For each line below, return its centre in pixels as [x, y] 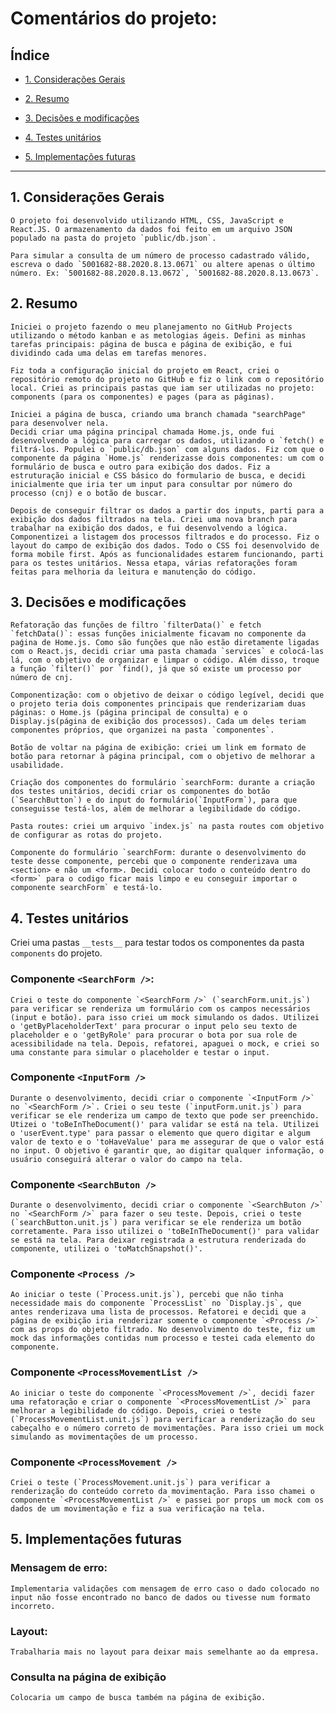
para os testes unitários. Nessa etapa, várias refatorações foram [154, 563]
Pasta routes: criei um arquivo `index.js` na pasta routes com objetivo [167, 827]
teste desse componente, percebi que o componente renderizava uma [154, 862]
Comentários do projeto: [114, 18]
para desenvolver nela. [60, 423]
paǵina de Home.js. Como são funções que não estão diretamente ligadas [165, 643]
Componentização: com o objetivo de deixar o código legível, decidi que [167, 695]
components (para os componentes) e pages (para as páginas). [142, 397]
